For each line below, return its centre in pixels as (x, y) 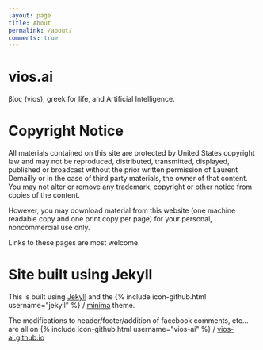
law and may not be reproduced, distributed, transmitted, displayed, (119, 162)
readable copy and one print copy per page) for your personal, (110, 219)
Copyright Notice (66, 131)
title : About (30, 23)
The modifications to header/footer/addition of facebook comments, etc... (128, 321)
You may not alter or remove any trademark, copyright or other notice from (130, 187)
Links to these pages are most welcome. (74, 243)
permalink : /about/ (40, 30)
